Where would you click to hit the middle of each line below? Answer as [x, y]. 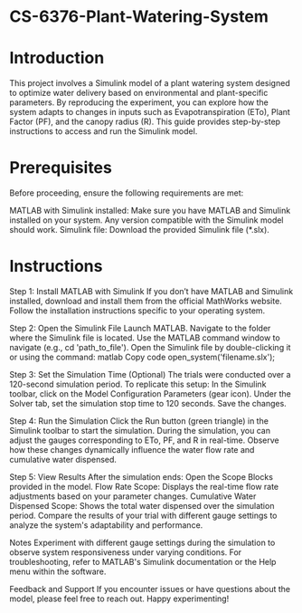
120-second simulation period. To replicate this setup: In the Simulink [138, 384]
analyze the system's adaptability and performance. [106, 525]
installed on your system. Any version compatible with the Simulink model [146, 220]
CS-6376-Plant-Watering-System [139, 17]
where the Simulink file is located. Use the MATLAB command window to [145, 338]
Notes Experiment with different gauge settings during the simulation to [142, 542]
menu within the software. [58, 571]
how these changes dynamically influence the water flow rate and [132, 450]
